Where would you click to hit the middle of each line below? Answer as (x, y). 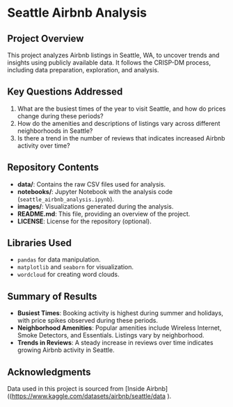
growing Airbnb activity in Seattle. (66, 350)
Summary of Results (52, 296)
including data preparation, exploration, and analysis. (83, 70)
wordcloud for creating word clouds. (68, 274)
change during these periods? (60, 115)
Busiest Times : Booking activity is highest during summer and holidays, (120, 313)
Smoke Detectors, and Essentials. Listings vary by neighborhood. (111, 335)
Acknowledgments (49, 372)
